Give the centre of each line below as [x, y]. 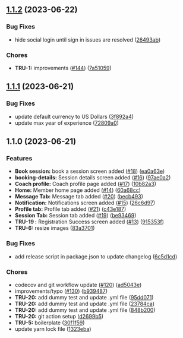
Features [19, 158]
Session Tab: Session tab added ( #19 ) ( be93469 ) [75, 216]
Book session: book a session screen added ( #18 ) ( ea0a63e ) [90, 171]
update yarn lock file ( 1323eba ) [53, 328]
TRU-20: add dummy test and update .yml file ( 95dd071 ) [84, 297]
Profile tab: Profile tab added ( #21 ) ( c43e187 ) [70, 209]
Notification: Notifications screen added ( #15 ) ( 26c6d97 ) [85, 203]
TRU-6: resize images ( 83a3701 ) [55, 228]
